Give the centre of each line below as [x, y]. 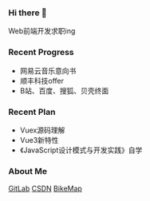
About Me [28, 171]
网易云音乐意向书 [48, 70]
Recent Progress [41, 53]
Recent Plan [32, 112]
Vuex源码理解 [42, 130]
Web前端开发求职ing [42, 31]
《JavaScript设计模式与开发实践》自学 [81, 150]
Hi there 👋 [28, 13]
